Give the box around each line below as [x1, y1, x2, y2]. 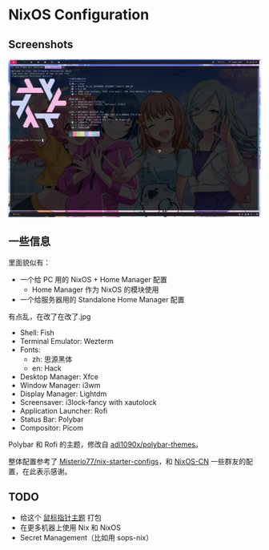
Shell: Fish [19, 327, 54, 338]
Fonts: [19, 345, 42, 354]
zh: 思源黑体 [31, 354, 73, 364]
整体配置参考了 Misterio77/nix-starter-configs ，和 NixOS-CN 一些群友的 [8, 456, 247, 466]
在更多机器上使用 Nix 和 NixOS [19, 523, 122, 532]
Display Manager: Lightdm [19, 389, 107, 398]
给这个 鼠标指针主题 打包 [19, 512, 102, 522]
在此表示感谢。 [22, 467, 72, 476]
